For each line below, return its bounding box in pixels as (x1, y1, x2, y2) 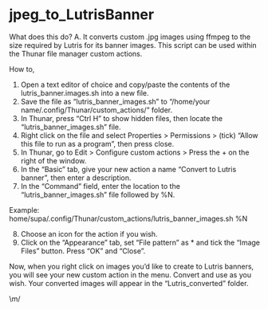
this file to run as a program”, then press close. (20, 139, 175, 148)
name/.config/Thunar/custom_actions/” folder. (20, 105, 173, 115)
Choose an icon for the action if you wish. (20, 229, 158, 238)
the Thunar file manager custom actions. (9, 49, 143, 58)
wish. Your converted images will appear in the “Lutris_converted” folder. (9, 278, 249, 288)
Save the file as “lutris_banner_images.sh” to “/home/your (20, 96, 211, 106)
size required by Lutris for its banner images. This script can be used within (9, 40, 258, 49)
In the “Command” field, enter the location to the (20, 181, 180, 190)
